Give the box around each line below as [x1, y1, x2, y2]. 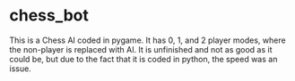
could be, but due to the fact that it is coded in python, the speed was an [9, 53, 278, 64]
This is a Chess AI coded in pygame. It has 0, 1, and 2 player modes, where [9, 35, 286, 45]
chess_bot [9, 5, 90, 26]
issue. [9, 63, 31, 74]
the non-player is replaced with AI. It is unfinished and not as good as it [9, 44, 273, 54]
